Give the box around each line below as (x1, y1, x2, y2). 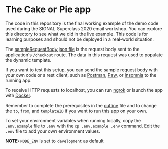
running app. (5, 77, 32, 83)
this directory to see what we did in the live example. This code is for (5, 31, 148, 37)
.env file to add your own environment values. (5, 128, 100, 134)
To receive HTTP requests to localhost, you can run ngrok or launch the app (5, 87, 163, 93)
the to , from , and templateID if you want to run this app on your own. (5, 108, 147, 114)
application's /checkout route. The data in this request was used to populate (5, 52, 163, 58)
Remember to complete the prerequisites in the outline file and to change (5, 102, 157, 108)
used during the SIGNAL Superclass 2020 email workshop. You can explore (5, 25, 162, 31)
